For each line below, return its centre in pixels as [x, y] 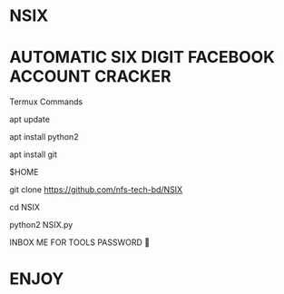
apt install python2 [44, 137]
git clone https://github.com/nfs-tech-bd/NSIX [96, 190]
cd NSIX [25, 207]
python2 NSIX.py [41, 225]
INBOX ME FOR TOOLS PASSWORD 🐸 [80, 242]
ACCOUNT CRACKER [90, 77]
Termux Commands [46, 102]
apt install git [33, 154]
